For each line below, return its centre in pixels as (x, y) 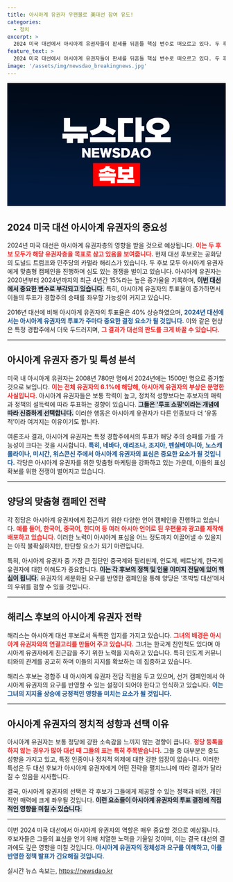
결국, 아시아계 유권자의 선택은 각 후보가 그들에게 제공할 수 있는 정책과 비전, (108, 792)
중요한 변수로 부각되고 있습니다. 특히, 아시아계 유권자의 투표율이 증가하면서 (120, 289)
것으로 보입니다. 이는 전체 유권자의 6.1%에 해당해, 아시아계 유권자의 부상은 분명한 (116, 386)
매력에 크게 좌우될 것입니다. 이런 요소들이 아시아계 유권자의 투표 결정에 (114, 800)
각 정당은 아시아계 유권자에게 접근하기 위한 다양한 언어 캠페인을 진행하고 (104, 520)
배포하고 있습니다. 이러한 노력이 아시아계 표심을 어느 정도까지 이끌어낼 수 (105, 537)
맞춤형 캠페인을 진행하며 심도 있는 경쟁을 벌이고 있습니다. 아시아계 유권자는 (121, 272)
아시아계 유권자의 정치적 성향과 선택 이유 (88, 724)
